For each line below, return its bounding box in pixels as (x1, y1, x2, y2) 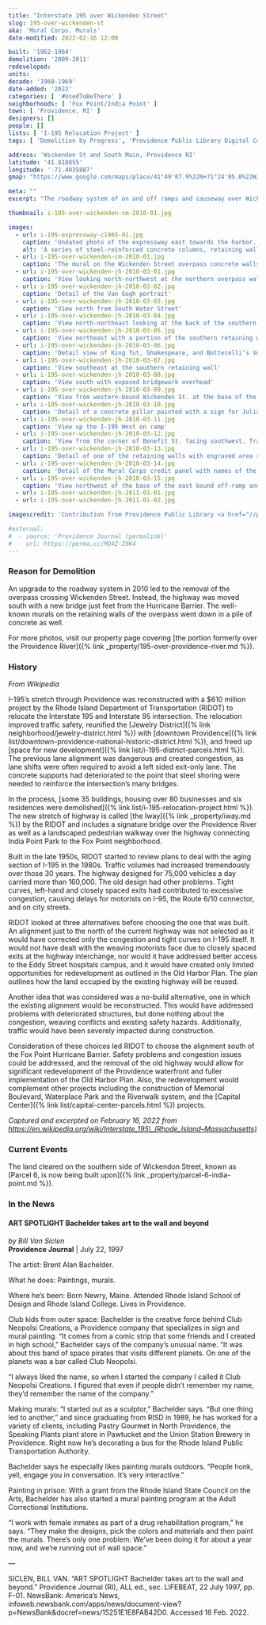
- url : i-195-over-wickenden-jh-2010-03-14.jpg (15, 459, 176, 467)
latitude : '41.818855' (8, 158, 83, 167)
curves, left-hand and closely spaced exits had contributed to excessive (8, 885, 244, 895)
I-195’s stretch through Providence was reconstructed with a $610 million (8, 695, 246, 705)
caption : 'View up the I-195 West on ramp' (22, 422, 169, 431)
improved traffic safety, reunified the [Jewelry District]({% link (8, 720, 211, 730)
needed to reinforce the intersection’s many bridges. (8, 779, 180, 789)
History (8, 661, 38, 672)
